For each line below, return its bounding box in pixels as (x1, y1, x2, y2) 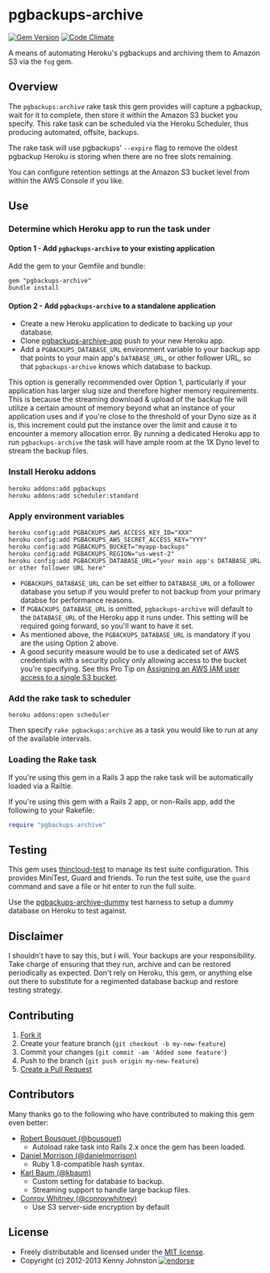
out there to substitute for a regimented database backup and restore (8, 977, 239, 986)
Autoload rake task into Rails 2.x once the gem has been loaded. (31, 1141, 246, 1152)
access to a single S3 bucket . (19, 673, 118, 683)
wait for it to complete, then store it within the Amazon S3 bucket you (8, 110, 239, 120)
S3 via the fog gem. (8, 57, 74, 66)
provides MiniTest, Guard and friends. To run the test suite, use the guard (8, 873, 251, 883)
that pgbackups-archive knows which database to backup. (19, 362, 212, 372)
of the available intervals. (8, 733, 92, 744)
